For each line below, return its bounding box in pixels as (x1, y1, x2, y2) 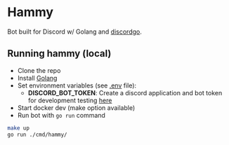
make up (7, 124, 30, 132)
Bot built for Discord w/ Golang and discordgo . (7, 27, 142, 36)
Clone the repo (17, 66, 61, 74)
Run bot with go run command (17, 111, 105, 119)
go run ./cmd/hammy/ (7, 131, 68, 138)
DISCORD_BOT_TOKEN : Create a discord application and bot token (27, 88, 223, 97)
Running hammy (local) (7, 48, 112, 60)
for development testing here (27, 96, 112, 104)
